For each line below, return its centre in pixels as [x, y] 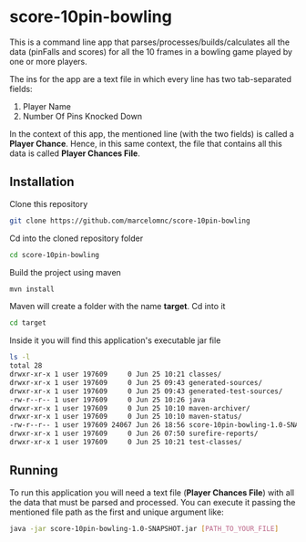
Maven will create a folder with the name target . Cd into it [117, 307]
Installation [42, 182]
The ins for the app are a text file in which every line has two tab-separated [151, 78]
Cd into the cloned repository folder [76, 238]
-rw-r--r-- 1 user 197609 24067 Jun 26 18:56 [97, 425]
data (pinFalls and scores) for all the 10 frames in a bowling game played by [151, 51]
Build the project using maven [65, 272]
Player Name [46, 106]
